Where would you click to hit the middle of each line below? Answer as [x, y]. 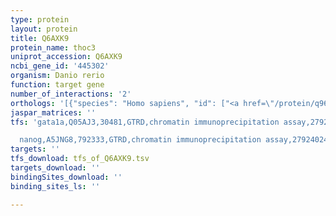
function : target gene [57, 85]
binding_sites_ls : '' [55, 186]
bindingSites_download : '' [66, 177]
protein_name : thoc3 [53, 47]
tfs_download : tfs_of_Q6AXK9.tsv [80, 159]
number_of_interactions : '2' [71, 94]
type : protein [40, 19]
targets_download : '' [55, 168]
